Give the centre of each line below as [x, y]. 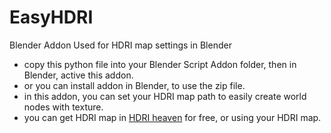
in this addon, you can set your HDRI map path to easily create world [165, 96]
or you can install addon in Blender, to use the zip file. [134, 85]
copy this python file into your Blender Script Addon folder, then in [160, 64]
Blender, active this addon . [78, 75]
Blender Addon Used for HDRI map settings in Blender [120, 45]
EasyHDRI [51, 17]
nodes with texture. [63, 107]
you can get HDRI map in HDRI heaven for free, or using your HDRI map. [172, 117]
